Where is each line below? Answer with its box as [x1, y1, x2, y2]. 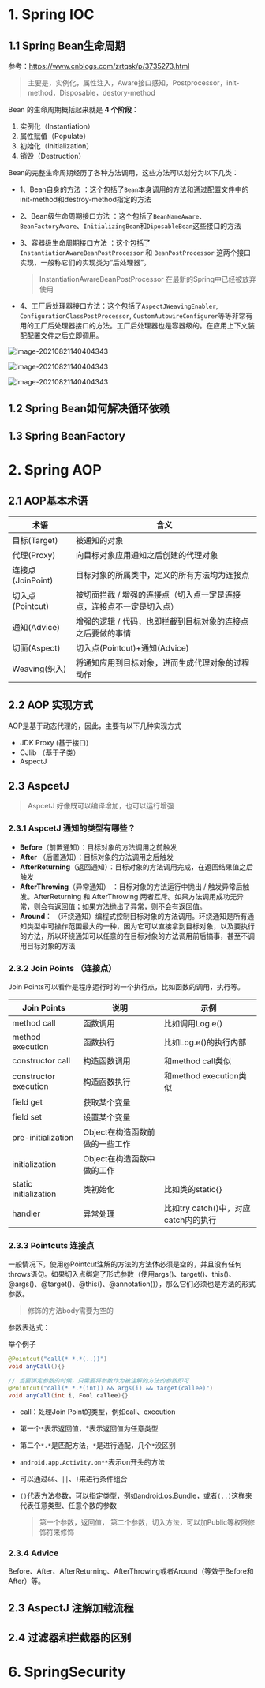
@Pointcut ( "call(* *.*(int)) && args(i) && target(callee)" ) [8, 1384, 214, 1392]
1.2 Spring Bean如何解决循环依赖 [8, 402, 170, 415]
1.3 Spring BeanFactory [8, 429, 126, 443]
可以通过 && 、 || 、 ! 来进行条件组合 [19, 1474, 128, 1484]
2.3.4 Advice [8, 1547, 59, 1559]
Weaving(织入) [12, 663, 67, 674]
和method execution [164, 1071, 239, 1081]
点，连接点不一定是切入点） [75, 601, 179, 612]
